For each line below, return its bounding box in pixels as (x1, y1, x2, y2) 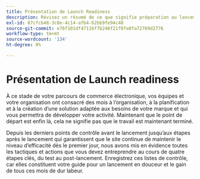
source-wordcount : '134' (6, 36, 68, 42)
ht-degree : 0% (6, 42, 42, 48)
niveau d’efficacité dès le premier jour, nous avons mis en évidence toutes (6, 142, 188, 149)
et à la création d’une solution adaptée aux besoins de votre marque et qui (6, 105, 188, 112)
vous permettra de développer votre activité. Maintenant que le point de (6, 111, 183, 118)
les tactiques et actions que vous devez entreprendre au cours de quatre (6, 148, 185, 155)
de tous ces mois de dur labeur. (6, 167, 84, 174)
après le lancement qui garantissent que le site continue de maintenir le (6, 135, 182, 143)
